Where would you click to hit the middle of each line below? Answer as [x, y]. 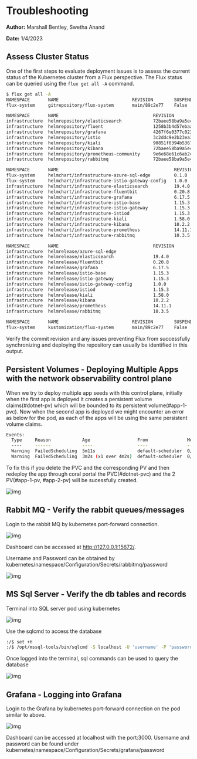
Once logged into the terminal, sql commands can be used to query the [92, 659]
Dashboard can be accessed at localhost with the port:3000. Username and [98, 738]
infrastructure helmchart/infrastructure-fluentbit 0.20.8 [98, 192]
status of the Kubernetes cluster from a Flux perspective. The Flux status [94, 77]
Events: [16, 435]
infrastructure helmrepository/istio [53, 137]
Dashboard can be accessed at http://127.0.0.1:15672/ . [71, 547]
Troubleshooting [47, 11]
